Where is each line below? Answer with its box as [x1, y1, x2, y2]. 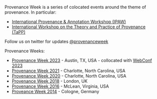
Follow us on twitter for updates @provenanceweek [4, 39, 109, 44]
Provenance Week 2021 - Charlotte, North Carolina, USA [11, 68, 126, 74]
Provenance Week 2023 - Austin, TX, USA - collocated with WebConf [11, 58, 152, 63]
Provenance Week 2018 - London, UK [11, 78, 88, 84]
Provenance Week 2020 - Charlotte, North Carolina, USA [11, 73, 127, 79]
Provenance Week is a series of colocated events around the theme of [4, 4, 146, 10]
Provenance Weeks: [4, 48, 45, 54]
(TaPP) [11, 29, 25, 35]
